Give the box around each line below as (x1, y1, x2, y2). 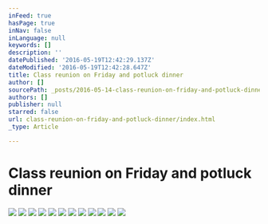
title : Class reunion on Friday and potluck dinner (8, 71, 183, 79)
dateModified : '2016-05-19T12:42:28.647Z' (8, 64, 152, 72)
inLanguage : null (8, 33, 66, 42)
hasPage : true (8, 19, 56, 27)
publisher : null (8, 100, 62, 108)
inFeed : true (8, 11, 52, 20)
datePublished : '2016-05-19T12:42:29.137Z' (8, 57, 156, 65)
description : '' (8, 49, 62, 57)
